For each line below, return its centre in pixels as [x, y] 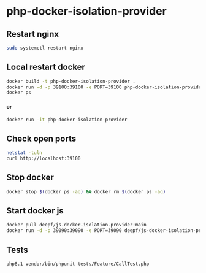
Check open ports [41, 138]
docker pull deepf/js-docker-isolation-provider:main [77, 225]
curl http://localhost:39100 [44, 159]
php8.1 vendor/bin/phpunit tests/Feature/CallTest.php [78, 264]
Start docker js [35, 211]
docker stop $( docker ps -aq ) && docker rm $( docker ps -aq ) [86, 191]
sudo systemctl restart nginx [45, 48]
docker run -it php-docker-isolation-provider [67, 120]
